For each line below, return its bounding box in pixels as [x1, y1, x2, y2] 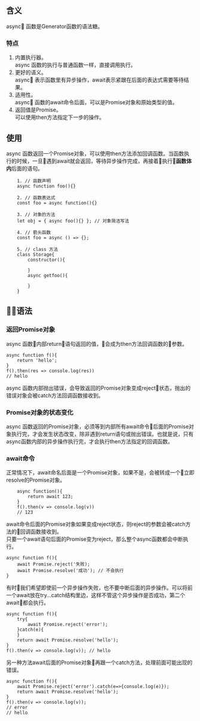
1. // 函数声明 [17, 178, 51, 184]
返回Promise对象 [6, 325, 56, 334]
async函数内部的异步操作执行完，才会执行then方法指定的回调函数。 [6, 437, 173, 445]
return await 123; [27, 494, 73, 500]
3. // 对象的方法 [17, 211, 56, 217]
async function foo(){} [17, 183, 76, 189]
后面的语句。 [11, 165, 43, 172]
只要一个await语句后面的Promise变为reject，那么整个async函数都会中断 [6, 536, 183, 543]
